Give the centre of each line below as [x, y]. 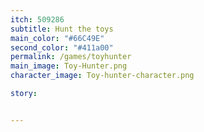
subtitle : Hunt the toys [62, 29]
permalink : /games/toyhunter [71, 57]
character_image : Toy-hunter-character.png [102, 76]
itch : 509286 [37, 19]
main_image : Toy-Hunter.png [69, 66]
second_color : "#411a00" [62, 47]
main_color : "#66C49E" [57, 38]
